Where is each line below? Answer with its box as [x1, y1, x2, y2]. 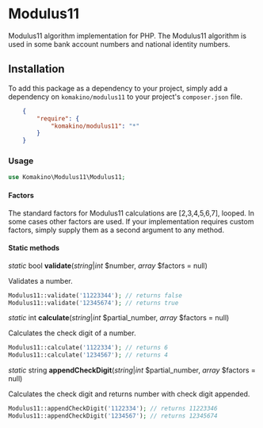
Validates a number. [8, 276, 73, 285]
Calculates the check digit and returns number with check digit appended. [8, 389, 250, 399]
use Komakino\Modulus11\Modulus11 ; [8, 174, 126, 182]
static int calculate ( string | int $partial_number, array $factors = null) [8, 313, 230, 323]
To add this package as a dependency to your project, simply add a [8, 83, 228, 93]
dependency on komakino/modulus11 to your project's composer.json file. [8, 92, 243, 101]
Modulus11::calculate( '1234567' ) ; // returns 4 [8, 351, 169, 359]
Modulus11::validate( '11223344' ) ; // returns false [8, 291, 182, 300]
